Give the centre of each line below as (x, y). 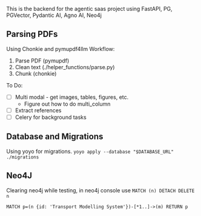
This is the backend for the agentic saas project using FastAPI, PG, (89, 9)
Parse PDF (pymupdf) (42, 61)
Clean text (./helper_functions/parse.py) (65, 67)
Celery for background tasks (51, 117)
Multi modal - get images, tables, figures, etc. (72, 97)
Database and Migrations (55, 137)
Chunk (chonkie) (36, 73)
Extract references (38, 110)
